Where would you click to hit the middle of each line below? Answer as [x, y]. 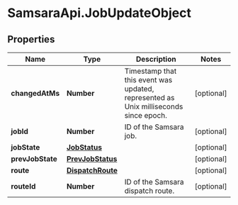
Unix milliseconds [154, 106]
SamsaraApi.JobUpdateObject [99, 13]
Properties [31, 39]
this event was [148, 80]
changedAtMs [35, 93]
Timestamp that [151, 71]
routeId [23, 186]
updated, [139, 89]
